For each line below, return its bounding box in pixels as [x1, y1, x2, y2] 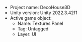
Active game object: [10, 15, 52, 21]
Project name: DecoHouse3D [10, 5, 70, 10]
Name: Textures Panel [17, 20, 64, 26]
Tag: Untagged [17, 26, 49, 32]
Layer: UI [17, 31, 37, 37]
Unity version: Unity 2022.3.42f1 [10, 10, 77, 16]
